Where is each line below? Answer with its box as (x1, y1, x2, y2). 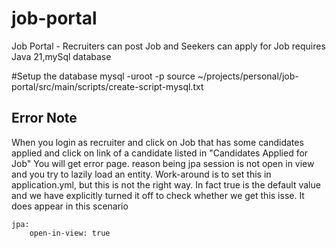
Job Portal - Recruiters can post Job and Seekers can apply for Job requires (11, 40, 326, 52)
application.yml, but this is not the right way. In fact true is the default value (11, 178, 321, 191)
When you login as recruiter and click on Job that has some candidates (11, 136, 304, 148)
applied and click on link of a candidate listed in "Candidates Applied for (11, 147, 309, 159)
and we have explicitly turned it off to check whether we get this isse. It (11, 189, 305, 201)
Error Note (11, 110, 78, 127)
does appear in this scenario (11, 200, 129, 212)
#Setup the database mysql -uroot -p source (11, 70, 196, 82)
